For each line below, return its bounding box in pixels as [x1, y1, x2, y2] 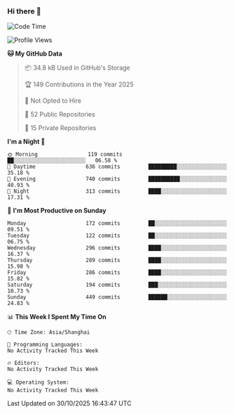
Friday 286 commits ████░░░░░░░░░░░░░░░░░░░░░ [7, 269, 228, 276]
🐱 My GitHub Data [7, 49, 63, 58]
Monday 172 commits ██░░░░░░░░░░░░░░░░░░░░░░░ [7, 220, 228, 227]
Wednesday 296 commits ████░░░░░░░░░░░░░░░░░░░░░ [7, 245, 228, 252]
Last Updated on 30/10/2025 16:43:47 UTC [7, 399, 132, 408]
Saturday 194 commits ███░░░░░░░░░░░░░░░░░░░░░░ [7, 281, 228, 289]
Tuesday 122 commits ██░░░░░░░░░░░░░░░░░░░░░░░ [7, 232, 228, 240]
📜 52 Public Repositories [24, 110, 96, 119]
